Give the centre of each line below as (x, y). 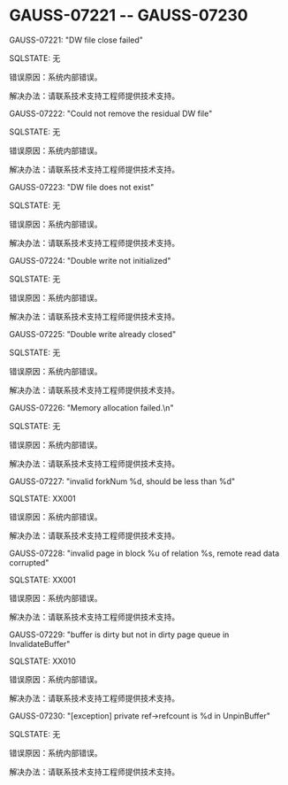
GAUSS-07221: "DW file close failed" (76, 40)
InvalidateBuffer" (40, 643)
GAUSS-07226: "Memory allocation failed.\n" (91, 407)
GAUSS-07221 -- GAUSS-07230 (129, 15)
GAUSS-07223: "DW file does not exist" (82, 187)
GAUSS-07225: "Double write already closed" (93, 334)
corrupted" (29, 562)
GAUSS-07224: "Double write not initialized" (90, 260)
